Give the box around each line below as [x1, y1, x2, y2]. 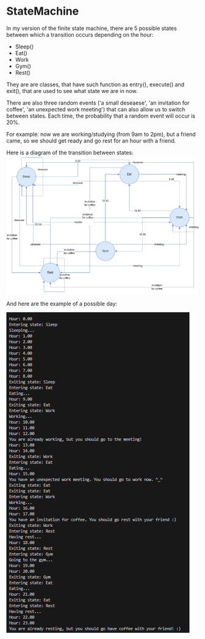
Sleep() [15, 43, 34, 50]
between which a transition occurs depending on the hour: [6, 31, 154, 38]
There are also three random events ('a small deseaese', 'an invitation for [6, 99, 190, 106]
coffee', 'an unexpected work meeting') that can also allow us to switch [6, 105, 185, 113]
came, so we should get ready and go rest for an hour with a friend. [6, 136, 176, 144]
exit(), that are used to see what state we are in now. [6, 87, 138, 94]
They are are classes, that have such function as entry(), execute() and [6, 81, 185, 88]
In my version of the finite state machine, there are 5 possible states [6, 24, 177, 32]
